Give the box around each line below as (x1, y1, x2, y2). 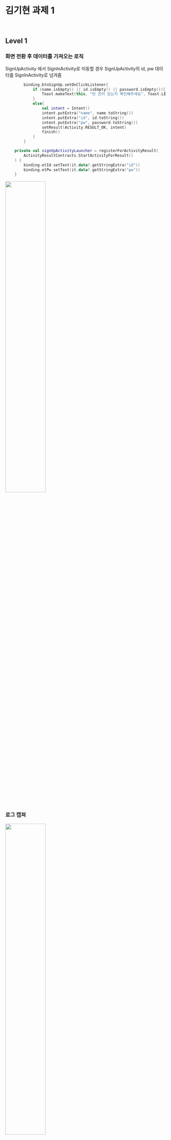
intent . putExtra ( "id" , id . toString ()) (41, 115, 125, 120)
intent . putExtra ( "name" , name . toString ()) (41, 110, 134, 115)
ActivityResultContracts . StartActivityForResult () (23, 153, 134, 158)
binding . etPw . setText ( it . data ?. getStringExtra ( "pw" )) (23, 167, 140, 172)
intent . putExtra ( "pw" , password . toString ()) (41, 120, 138, 125)
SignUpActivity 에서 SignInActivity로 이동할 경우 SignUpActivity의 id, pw (5, 65, 154, 71)
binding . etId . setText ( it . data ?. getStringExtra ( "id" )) (23, 162, 140, 167)
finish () (41, 130, 60, 135)
